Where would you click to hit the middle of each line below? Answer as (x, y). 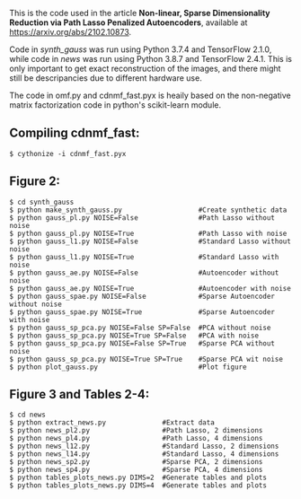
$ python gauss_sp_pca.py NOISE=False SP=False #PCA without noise (140, 328)
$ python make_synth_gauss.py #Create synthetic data (148, 210)
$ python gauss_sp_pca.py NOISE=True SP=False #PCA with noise (134, 336)
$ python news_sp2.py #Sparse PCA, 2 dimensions (136, 462)
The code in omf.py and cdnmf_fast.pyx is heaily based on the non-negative (150, 95)
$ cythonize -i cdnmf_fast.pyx (68, 153)
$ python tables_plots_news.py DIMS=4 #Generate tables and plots (138, 486)
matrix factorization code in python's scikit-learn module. (115, 105)
